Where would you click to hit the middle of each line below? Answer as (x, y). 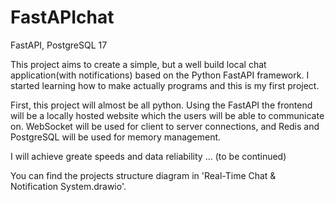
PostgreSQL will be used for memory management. (116, 137)
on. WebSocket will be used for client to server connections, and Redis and (165, 126)
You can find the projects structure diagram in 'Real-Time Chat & (143, 175)
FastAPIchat (62, 17)
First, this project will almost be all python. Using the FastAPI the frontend (161, 105)
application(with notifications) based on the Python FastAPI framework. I (160, 75)
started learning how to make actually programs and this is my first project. (165, 85)
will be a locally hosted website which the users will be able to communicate (167, 115)
